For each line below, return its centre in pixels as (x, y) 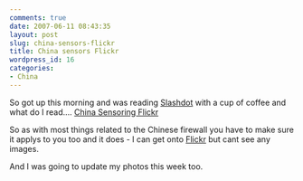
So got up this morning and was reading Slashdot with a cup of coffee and (148, 102)
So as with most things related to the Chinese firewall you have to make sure (151, 129)
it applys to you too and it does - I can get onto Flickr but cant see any (140, 139)
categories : (32, 69)
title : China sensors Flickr (64, 52)
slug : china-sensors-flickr (62, 43)
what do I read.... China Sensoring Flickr (84, 112)
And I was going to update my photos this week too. (106, 166)
